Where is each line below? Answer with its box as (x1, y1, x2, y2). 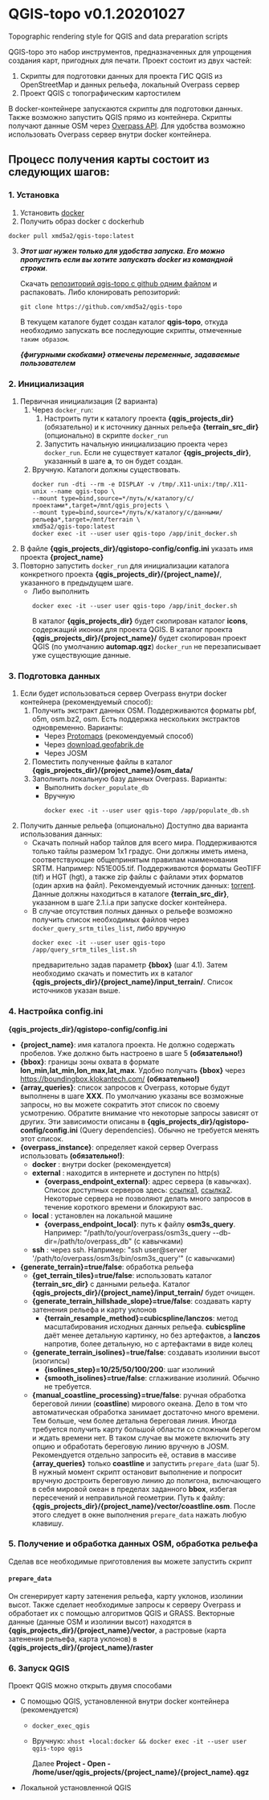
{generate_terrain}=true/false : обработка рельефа (19, 1262, 194, 1272)
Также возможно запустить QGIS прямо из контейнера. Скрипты (8, 112, 232, 121)
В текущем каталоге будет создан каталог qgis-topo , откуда (19, 317, 229, 327)
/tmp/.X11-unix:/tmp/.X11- (157, 480, 249, 488)
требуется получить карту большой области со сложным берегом (31, 1424, 261, 1434)
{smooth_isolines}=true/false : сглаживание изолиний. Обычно (43, 1373, 260, 1383)
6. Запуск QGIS (8, 1662, 70, 1674)
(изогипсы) (31, 1356, 71, 1366)
